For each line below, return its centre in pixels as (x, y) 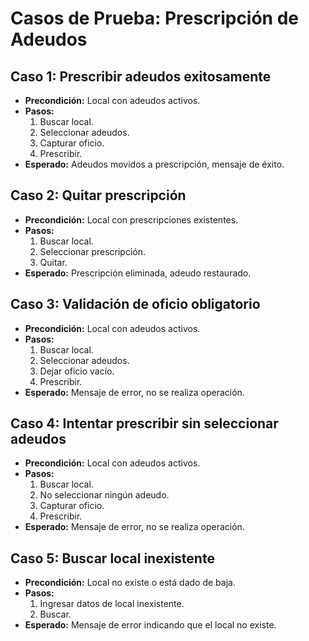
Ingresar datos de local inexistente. (112, 604)
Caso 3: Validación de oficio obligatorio (135, 304)
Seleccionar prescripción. (93, 251)
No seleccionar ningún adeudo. (104, 495)
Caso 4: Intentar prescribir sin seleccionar (144, 423)
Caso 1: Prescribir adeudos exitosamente (141, 76)
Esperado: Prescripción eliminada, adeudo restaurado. (138, 273)
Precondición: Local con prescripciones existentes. (131, 219)
